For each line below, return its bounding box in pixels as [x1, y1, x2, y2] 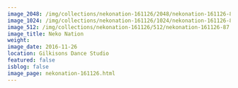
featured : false [7, 57, 55, 64]
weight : [7, 37, 30, 44]
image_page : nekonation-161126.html [7, 70, 115, 77]
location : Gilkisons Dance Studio [7, 50, 110, 57]
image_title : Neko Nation [7, 30, 84, 38]
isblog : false [7, 63, 50, 70]
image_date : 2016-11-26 [7, 43, 78, 50]
